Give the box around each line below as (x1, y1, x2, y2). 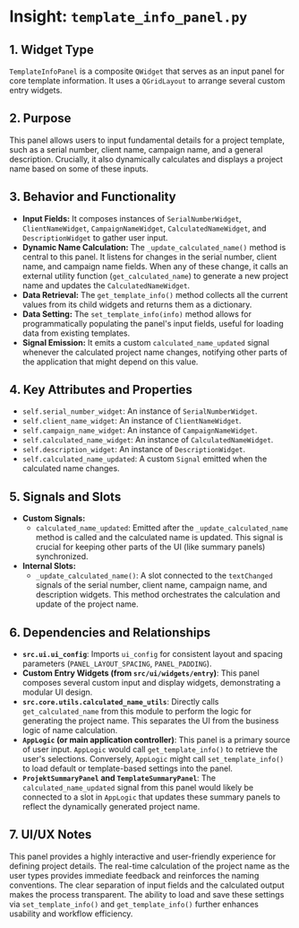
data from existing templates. (21, 328, 131, 338)
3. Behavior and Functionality (9, 189, 176, 205)
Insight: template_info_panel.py (9, 6, 248, 27)
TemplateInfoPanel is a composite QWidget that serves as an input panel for (9, 66, 285, 76)
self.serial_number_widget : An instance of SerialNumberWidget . (21, 406, 258, 416)
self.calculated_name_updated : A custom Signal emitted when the (21, 453, 268, 464)
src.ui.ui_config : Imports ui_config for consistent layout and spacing (21, 649, 284, 660)
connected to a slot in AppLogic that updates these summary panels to (21, 792, 280, 802)
